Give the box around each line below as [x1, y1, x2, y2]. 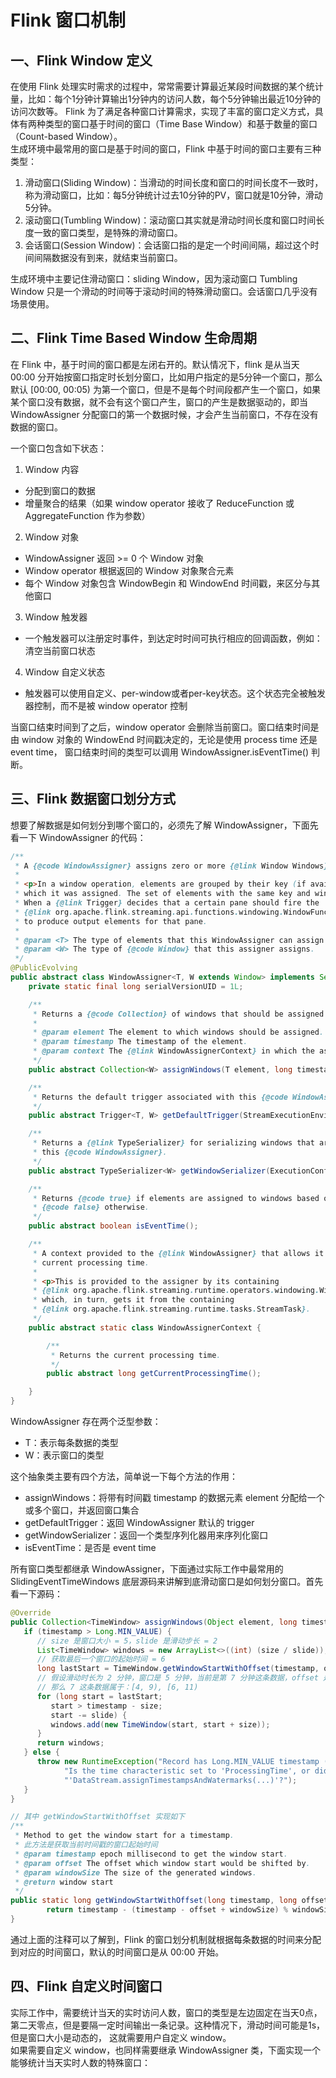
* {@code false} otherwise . [32, 1202, 150, 1213]
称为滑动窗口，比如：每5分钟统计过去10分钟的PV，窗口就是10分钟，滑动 [24, 189, 323, 201]
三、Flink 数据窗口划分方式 [10, 791, 176, 808]
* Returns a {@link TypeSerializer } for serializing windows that [32, 1138, 315, 1148]
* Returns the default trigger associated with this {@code [32, 1092, 288, 1102]
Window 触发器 [24, 611, 88, 623]
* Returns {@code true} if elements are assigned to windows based [32, 1193, 320, 1203]
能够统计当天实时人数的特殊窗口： [10, 2056, 151, 2068]
